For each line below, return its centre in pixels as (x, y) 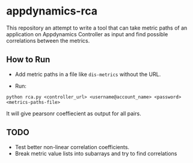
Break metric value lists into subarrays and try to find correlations (96, 153)
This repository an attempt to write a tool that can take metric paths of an (97, 28)
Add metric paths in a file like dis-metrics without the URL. (88, 74)
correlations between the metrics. (48, 40)
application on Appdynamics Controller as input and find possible (87, 34)
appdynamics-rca (52, 11)
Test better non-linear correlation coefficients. (72, 147)
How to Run (28, 59)
